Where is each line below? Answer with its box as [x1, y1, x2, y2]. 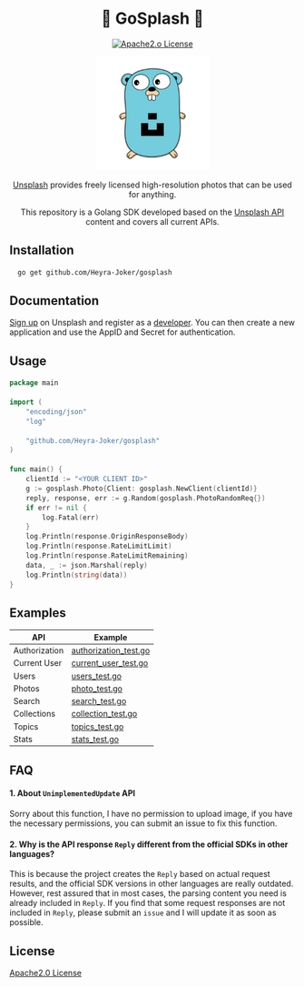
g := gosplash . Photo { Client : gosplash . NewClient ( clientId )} [25, 484, 258, 493]
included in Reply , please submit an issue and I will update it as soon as [9, 907, 277, 918]
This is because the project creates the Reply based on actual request [9, 869, 270, 880]
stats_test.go [71, 733, 120, 744]
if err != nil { [25, 503, 88, 512]
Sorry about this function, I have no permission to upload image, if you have [9, 808, 293, 819]
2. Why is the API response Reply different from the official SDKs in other [9, 839, 289, 850]
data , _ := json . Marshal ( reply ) [25, 560, 148, 569]
